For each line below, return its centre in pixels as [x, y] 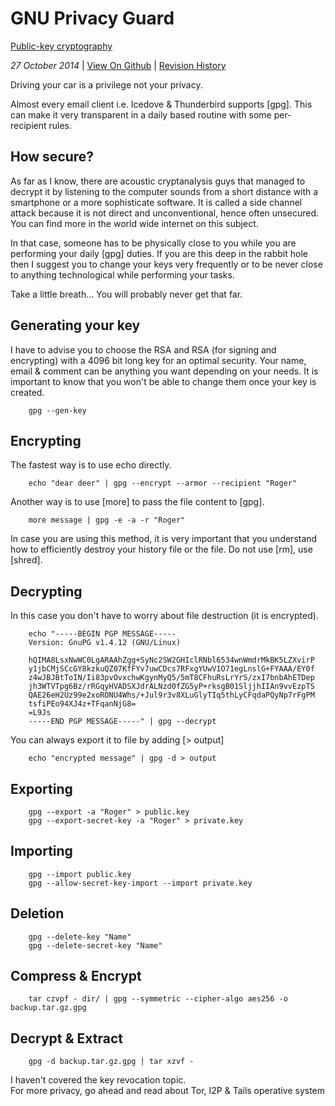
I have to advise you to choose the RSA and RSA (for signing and [143, 349]
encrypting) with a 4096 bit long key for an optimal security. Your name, [158, 360]
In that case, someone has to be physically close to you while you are [153, 243]
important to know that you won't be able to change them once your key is [163, 381]
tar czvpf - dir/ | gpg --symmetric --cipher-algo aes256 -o [158, 999]
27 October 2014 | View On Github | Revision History [118, 65]
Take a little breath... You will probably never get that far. [126, 294]
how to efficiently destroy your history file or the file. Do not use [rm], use [161, 549]
